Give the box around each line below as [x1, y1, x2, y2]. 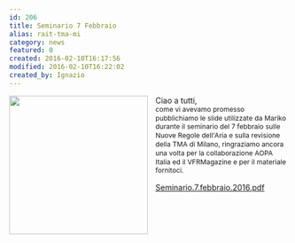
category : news [9, 37, 66, 47]
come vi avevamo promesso [155, 104, 245, 114]
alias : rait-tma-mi [9, 29, 82, 38]
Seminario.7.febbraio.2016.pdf [155, 183, 265, 193]
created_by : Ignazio [9, 71, 86, 80]
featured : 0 [9, 46, 53, 55]
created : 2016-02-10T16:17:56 [9, 54, 121, 63]
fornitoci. [155, 166, 184, 176]
